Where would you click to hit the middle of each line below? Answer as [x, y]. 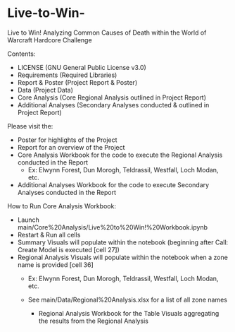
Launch [28, 220]
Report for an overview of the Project [71, 147]
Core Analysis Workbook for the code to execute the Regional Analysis [120, 155]
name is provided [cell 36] [55, 265]
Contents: [21, 54]
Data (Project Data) [45, 90]
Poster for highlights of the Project [67, 140]
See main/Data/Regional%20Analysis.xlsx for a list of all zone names [127, 300]
